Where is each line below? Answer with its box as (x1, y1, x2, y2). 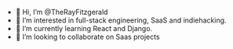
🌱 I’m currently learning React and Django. (15, 24, 153, 33)
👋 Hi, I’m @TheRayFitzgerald (15, 8, 108, 16)
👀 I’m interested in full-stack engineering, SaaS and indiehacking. (15, 16, 227, 25)
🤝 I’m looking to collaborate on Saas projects (15, 32, 160, 41)
